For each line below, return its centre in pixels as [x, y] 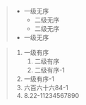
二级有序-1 [49, 70]
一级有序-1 [39, 79]
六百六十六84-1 [46, 88]
